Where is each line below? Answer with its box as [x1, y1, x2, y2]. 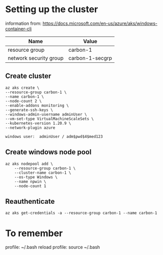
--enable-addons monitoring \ [5, 103, 69, 108]
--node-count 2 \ [5, 98, 42, 103]
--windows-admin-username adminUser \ [5, 112, 87, 117]
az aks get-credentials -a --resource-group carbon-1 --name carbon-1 [5, 210, 157, 216]
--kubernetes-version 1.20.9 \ [5, 121, 71, 126]
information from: [5, 20, 42, 26]
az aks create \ [5, 85, 39, 90]
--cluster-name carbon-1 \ [14, 170, 71, 175]
